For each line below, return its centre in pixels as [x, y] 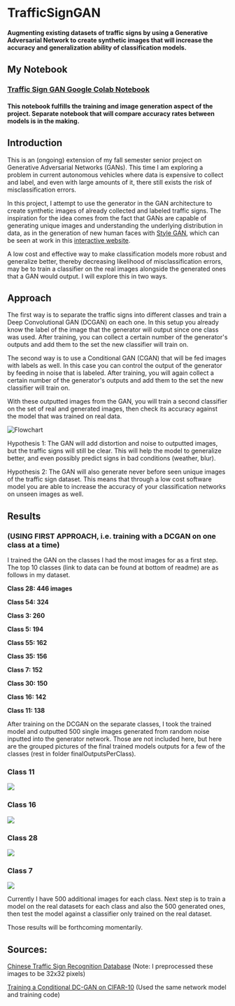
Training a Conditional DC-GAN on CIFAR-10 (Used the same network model [117, 987]
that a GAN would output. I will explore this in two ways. [87, 276]
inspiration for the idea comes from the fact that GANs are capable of [107, 218]
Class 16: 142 [27, 697]
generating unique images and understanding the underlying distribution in [115, 225]
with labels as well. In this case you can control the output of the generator [115, 366]
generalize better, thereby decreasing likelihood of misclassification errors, [115, 261]
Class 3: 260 [26, 616]
